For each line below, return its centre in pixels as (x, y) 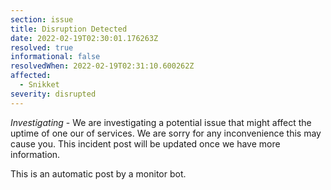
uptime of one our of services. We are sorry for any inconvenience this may (166, 133)
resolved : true (42, 47)
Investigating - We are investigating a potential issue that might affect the (161, 122)
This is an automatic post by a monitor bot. (98, 173)
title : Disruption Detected (69, 29)
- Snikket (39, 85)
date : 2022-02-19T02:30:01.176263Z (84, 38)
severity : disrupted (53, 94)
